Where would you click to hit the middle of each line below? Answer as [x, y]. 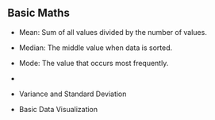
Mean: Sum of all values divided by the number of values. [113, 32]
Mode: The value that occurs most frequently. [94, 63]
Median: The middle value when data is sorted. [95, 48]
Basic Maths [39, 13]
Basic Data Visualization [58, 109]
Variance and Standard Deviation [73, 94]
